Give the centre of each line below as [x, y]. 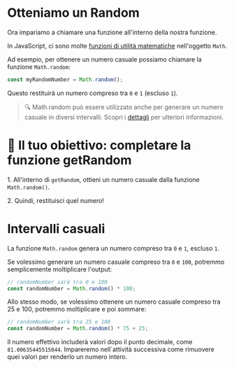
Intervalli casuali [56, 228]
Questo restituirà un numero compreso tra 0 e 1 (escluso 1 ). [93, 93]
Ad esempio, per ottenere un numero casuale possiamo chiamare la [105, 59]
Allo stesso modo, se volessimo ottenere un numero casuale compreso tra [114, 302]
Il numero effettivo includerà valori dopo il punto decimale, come [100, 342]
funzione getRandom [70, 160]
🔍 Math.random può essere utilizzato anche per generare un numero [124, 107]
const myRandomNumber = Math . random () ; [65, 79]
